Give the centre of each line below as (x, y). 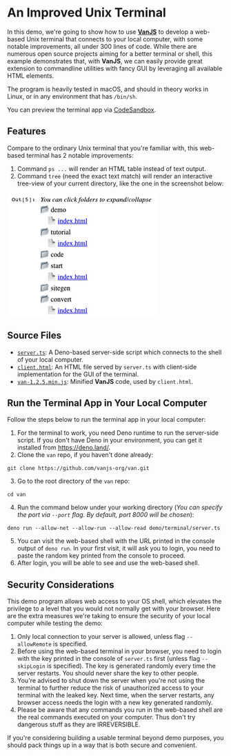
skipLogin (31, 666)
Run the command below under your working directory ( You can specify (120, 507)
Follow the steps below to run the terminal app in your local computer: (107, 420)
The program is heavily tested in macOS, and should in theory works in (108, 89)
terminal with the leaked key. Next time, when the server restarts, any (116, 695)
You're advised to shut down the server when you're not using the (111, 681)
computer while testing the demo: (55, 623)
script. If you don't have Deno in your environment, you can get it (109, 440)
